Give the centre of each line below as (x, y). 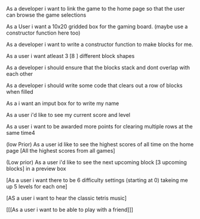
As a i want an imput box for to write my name (63, 103)
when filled (20, 92)
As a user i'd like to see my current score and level (68, 115)
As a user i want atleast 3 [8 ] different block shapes (70, 56)
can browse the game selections (46, 15)
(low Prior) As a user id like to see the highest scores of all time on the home (100, 144)
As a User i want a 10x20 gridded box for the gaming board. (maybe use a (97, 27)
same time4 (21, 133)
